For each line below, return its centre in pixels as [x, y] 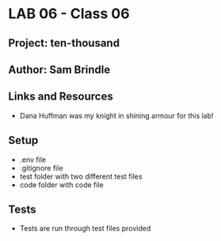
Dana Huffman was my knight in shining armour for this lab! [116, 115]
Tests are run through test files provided [85, 228]
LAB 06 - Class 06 [69, 14]
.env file [32, 160]
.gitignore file [41, 168]
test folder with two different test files [81, 176]
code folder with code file [62, 185]
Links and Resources [61, 97]
